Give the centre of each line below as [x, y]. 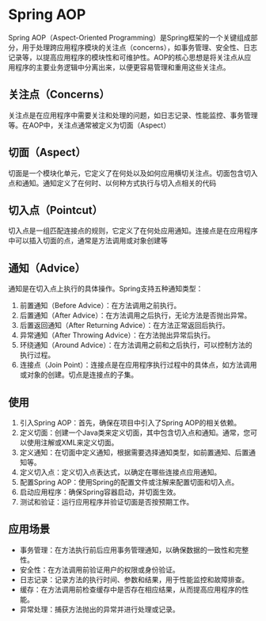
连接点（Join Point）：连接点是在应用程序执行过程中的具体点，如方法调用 [138, 365]
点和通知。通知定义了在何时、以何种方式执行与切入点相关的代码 [112, 183]
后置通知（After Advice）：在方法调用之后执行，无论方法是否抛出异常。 [135, 315]
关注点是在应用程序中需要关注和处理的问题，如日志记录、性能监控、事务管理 [133, 115]
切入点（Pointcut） [55, 210]
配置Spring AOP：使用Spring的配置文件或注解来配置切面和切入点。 [129, 482]
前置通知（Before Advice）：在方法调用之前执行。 [100, 306]
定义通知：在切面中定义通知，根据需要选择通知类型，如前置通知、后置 [134, 452]
